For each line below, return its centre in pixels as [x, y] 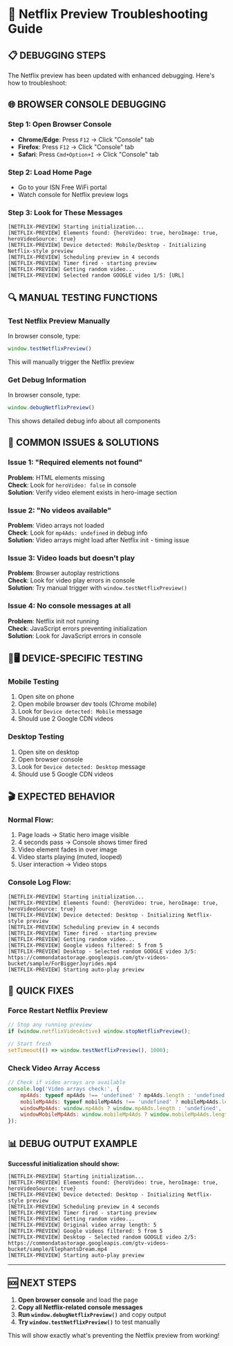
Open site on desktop [48, 752]
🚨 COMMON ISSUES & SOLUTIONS [84, 443]
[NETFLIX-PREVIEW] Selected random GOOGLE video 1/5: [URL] [96, 276]
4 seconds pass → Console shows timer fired [83, 843]
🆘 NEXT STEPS [42, 1283]
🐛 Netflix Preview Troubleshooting [108, 14]
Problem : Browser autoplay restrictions [64, 573]
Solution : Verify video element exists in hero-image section [92, 492]
